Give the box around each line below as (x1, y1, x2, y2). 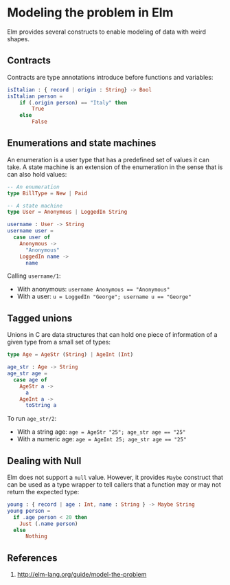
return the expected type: (7, 488, 80, 496)
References (7, 552, 58, 564)
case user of (13, 234, 51, 241)
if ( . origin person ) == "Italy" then (19, 99, 128, 106)
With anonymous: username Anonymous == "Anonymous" (16, 285, 170, 294)
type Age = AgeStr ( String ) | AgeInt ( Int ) (7, 351, 134, 358)
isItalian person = (7, 93, 63, 100)
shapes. (7, 34, 30, 43)
